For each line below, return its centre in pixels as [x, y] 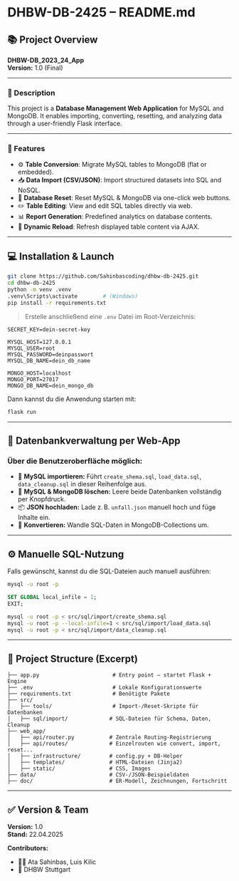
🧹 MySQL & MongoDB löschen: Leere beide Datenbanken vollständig [119, 491]
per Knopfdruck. [42, 499]
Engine [17, 682]
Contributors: [28, 848]
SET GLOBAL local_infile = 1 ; [52, 598]
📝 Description [31, 93]
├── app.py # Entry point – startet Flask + [110, 675]
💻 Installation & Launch [61, 256]
